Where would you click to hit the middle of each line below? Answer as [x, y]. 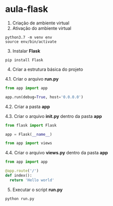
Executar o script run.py [38, 190]
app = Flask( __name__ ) [29, 134]
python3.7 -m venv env [29, 37]
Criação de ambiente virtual [41, 23]
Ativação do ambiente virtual [42, 28]
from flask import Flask [31, 125]
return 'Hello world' [32, 180]
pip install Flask [24, 60]
